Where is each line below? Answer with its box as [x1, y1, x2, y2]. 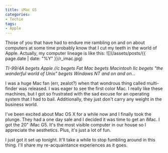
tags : [5, 21, 17, 26]
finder [5, 85, 18, 91]
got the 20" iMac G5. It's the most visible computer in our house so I [5, 122, 146, 128]
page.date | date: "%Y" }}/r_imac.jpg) [5, 55, 83, 61]
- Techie [5, 16, 24, 21]
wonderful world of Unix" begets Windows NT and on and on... [5, 70, 136, 76]
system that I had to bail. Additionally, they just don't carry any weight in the [5, 96, 162, 102]
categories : [5, 12, 30, 17]
